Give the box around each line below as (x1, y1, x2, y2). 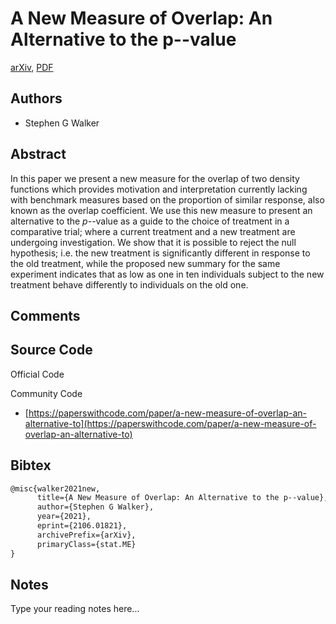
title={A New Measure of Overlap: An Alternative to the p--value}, (36, 493, 329, 503)
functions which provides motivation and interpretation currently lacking (10, 183, 308, 195)
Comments (10, 307, 81, 324)
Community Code (10, 387, 83, 399)
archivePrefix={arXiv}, (36, 530, 137, 540)
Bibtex (10, 457, 52, 474)
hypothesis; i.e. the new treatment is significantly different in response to (10, 247, 311, 259)
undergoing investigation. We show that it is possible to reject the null (10, 236, 297, 248)
